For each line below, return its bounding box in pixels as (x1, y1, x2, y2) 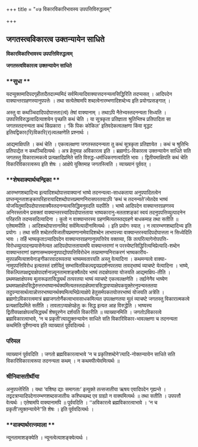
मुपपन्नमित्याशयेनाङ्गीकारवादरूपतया (6, 256, 72, 263)
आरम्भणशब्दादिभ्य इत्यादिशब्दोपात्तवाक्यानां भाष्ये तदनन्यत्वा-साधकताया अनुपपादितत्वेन (6, 189, 161, 196)
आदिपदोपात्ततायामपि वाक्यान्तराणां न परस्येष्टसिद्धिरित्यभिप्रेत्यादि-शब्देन (53, 242, 180, 249)
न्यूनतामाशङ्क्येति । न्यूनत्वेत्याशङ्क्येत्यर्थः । (6, 434, 89, 441)
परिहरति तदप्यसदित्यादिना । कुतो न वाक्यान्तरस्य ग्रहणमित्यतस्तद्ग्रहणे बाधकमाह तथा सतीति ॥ (6, 216, 178, 223)
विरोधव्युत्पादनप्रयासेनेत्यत (6, 242, 52, 249)
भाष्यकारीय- (126, 249, 149, 256)
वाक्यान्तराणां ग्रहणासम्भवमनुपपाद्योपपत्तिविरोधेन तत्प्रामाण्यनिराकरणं (6, 249, 125, 256)
